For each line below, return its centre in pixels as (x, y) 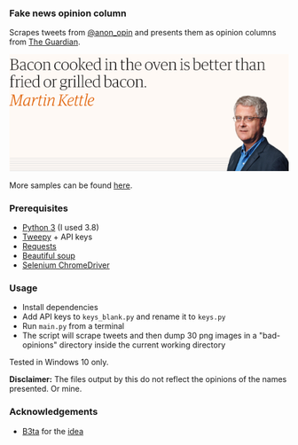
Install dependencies (60, 308)
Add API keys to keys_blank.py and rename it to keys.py (124, 316)
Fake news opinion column (68, 13)
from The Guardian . (45, 42)
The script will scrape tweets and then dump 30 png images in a (139, 336)
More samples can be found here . (71, 185)
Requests (39, 246)
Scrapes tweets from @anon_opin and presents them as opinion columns (143, 33)
